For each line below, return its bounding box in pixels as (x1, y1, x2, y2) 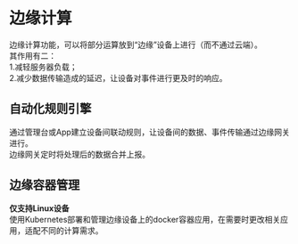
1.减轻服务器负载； (9, 61, 78, 72)
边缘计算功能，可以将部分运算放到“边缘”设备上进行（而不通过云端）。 (9, 39, 263, 50)
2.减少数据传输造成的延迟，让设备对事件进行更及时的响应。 (9, 72, 228, 83)
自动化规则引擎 (9, 102, 92, 117)
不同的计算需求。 (39, 224, 103, 236)
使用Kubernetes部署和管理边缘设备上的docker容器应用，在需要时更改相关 (9, 214, 281, 224)
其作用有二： (9, 50, 56, 61)
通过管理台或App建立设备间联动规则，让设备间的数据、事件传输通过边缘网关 (9, 126, 290, 137)
